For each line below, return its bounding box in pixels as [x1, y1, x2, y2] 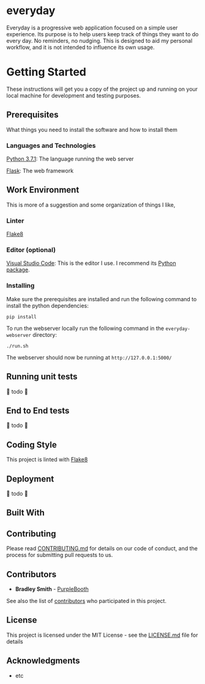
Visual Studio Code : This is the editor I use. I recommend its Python [6, 259, 176, 267]
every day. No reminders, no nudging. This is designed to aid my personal [6, 37, 193, 44]
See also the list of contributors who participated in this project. [6, 597, 167, 604]
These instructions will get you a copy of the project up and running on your [6, 85, 198, 93]
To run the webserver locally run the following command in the [6, 325, 165, 332]
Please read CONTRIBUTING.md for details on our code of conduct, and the [6, 545, 198, 552]
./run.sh [6, 343, 29, 349]
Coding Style [6, 439, 57, 450]
